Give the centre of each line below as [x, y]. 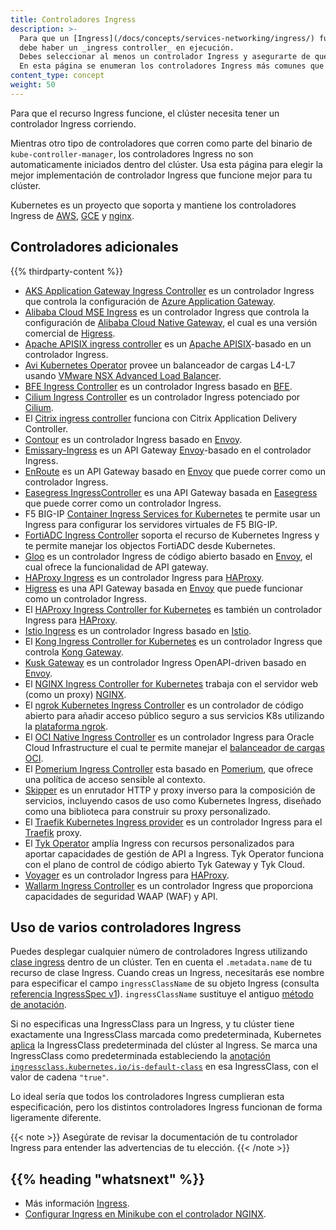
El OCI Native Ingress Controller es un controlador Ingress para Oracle [169, 737]
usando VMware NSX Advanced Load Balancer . [123, 375]
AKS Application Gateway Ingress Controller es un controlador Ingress [169, 290]
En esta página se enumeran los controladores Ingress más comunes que [172, 66]
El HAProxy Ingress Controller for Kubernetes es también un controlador [173, 609]
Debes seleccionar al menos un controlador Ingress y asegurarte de [165, 57]
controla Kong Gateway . [74, 652]
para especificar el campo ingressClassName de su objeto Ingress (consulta [165, 983]
